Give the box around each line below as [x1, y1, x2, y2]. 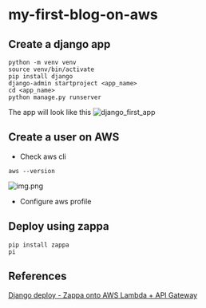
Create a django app [8, 38, 111, 51]
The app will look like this [8, 108, 92, 116]
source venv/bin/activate [8, 65, 94, 73]
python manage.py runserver [8, 93, 102, 101]
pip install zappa [8, 241, 69, 249]
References [8, 270, 67, 283]
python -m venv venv [8, 58, 77, 66]
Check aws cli [19, 152, 66, 161]
